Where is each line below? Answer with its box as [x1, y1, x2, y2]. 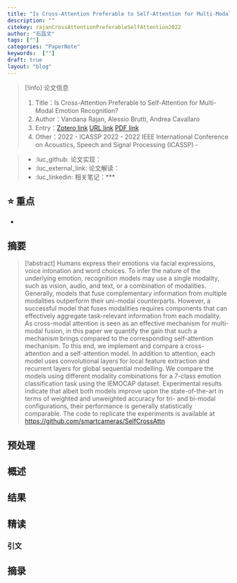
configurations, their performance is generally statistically [24, 402, 193, 410]
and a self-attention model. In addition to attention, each [51, 350, 216, 358]
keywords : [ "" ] [7, 50, 55, 57]
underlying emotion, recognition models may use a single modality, [24, 274, 220, 283]
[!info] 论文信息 [24, 83, 69, 92]
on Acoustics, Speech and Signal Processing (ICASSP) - [35, 140, 199, 149]
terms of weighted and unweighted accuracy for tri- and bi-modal [24, 394, 217, 403]
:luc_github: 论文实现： [35, 155, 102, 163]
